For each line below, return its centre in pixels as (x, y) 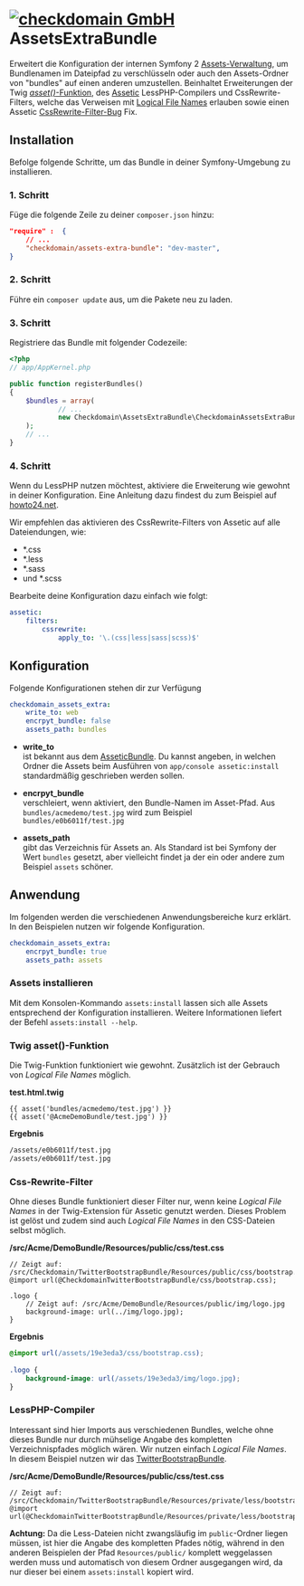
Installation (42, 140)
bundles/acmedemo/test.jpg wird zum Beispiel (107, 812)
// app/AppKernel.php (50, 368)
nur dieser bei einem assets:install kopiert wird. (102, 1572)
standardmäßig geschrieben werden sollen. (104, 775)
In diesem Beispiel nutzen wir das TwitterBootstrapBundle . (118, 1458)
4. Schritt (30, 466)
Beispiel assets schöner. (68, 867)
